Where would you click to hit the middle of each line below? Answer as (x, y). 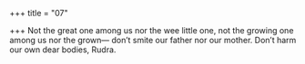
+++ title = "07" (39, 13)
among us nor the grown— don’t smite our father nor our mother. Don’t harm (153, 40)
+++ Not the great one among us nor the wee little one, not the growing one (152, 30)
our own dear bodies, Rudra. (63, 50)
